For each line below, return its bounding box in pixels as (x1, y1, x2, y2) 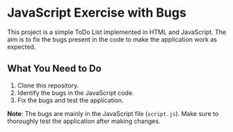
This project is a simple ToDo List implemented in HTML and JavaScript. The (7, 28, 227, 36)
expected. (7, 42, 36, 51)
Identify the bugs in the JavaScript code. (17, 88, 134, 97)
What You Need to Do (7, 63, 102, 74)
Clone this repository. (17, 81, 79, 90)
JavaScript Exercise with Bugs (7, 5, 186, 21)
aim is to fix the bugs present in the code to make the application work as (7, 35, 218, 43)
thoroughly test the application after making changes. (7, 117, 161, 125)
